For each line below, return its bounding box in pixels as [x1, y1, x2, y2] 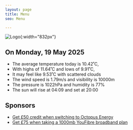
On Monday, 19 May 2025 [5, 48, 85, 56]
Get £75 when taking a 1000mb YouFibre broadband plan [12, 119, 128, 125]
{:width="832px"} [20, 34, 56, 40]
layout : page [5, 7, 32, 12]
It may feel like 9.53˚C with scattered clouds [12, 71, 102, 77]
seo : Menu [5, 16, 26, 21]
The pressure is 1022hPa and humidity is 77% [12, 82, 105, 88]
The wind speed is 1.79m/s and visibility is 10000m [12, 77, 115, 83]
